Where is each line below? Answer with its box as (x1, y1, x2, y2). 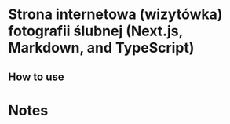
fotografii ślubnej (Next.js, (8, 22, 183, 40)
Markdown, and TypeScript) (8, 39, 195, 57)
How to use (8, 70, 64, 83)
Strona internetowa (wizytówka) (8, 5, 223, 24)
